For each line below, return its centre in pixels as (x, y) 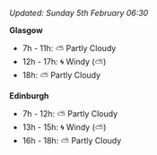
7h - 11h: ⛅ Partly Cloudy (69, 48)
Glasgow (26, 30)
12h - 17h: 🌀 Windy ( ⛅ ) (64, 61)
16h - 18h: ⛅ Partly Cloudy (72, 141)
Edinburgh (29, 96)
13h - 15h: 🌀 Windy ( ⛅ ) (64, 127)
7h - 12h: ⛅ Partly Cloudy (70, 114)
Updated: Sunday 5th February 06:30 (79, 13)
